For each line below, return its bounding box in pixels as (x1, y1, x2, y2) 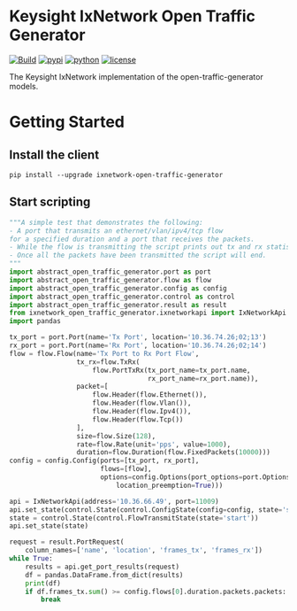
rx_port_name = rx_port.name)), (147, 374, 259, 383)
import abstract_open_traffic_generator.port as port (9, 267, 212, 276)
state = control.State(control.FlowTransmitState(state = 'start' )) (9, 514, 259, 522)
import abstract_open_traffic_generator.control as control (9, 292, 236, 301)
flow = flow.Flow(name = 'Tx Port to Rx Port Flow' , (9, 349, 200, 358)
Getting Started (9, 112, 126, 132)
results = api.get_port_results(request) (25, 562, 179, 571)
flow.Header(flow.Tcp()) (92, 414, 184, 424)
